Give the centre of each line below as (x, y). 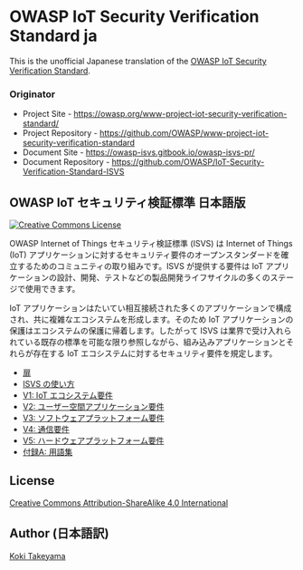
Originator (33, 94)
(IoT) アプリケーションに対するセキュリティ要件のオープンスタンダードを (146, 255)
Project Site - (47, 114)
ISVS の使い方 (48, 384)
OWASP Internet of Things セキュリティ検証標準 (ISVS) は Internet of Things (151, 244)
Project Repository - (60, 133)
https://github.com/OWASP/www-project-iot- (184, 133)
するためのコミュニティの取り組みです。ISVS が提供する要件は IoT (140, 266)
